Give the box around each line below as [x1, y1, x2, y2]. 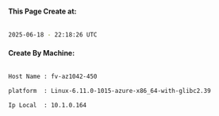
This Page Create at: [8, 6, 77, 16]
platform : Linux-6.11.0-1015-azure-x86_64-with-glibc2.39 [8, 87, 212, 95]
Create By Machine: [8, 48, 75, 57]
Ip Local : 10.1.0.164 [8, 102, 87, 110]
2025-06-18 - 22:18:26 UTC [8, 31, 98, 39]
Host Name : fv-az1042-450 [8, 72, 98, 81]
